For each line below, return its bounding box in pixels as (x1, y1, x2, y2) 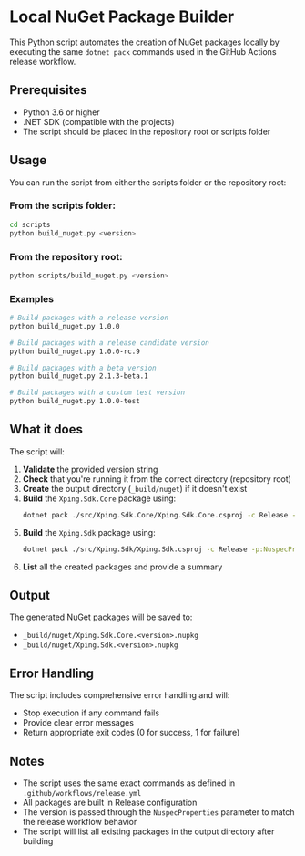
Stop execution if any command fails (22, 707, 160, 718)
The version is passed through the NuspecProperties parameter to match (22, 807, 295, 818)
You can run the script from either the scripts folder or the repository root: (9, 176, 287, 188)
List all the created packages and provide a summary (22, 561, 223, 572)
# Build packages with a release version (9, 313, 169, 323)
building (22, 836, 54, 847)
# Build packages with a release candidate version (9, 338, 209, 348)
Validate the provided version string (22, 464, 158, 475)
